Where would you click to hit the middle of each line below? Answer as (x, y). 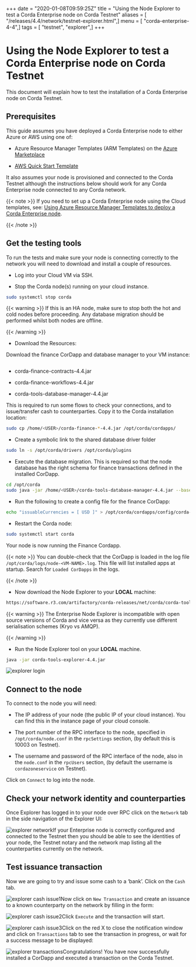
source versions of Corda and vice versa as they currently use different (92, 620)
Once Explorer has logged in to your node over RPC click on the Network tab (97, 813)
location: (17, 418)
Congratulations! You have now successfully (116, 951)
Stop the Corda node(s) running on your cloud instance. (82, 286)
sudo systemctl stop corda (39, 297)
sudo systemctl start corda (40, 534)
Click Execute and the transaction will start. (113, 916)
